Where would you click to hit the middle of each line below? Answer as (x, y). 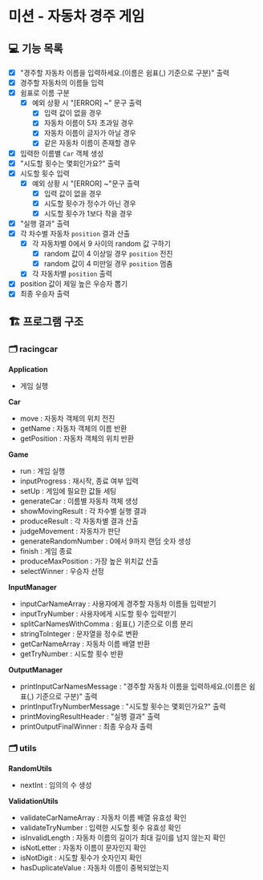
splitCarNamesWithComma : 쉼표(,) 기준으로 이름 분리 (107, 624)
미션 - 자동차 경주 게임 (77, 16)
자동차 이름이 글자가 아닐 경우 (90, 133)
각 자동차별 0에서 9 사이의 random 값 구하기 (101, 244)
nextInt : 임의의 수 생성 (56, 785)
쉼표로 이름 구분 (45, 93)
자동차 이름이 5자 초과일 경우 (89, 123)
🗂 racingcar (33, 349)
